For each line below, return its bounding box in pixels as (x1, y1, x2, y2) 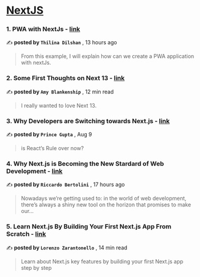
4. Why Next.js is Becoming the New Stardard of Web (6, 160, 164, 168)
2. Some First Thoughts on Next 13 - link (6, 74, 125, 83)
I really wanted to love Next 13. (20, 102, 97, 109)
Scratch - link (6, 230, 46, 238)
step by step (20, 264, 52, 271)
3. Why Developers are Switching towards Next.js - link (6, 117, 170, 125)
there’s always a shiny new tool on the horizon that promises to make (20, 201, 192, 208)
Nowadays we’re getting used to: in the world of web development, (20, 195, 187, 202)
